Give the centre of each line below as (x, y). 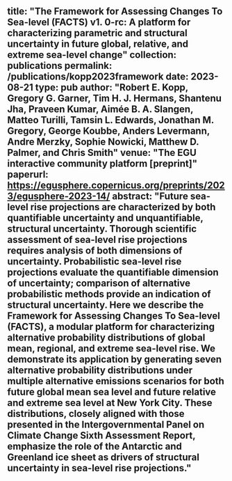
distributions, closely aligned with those (96, 414)
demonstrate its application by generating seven (115, 360)
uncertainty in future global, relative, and (98, 44)
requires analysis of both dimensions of (95, 251)
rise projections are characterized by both (123, 207)
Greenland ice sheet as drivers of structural (103, 458)
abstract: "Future (150, 197)
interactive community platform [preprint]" (102, 164)
